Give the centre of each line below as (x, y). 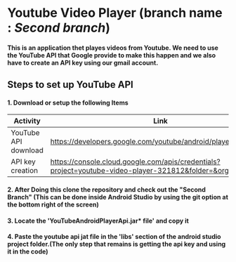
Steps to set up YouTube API (70, 85)
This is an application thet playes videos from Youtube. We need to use (113, 48)
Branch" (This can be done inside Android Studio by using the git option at (118, 197)
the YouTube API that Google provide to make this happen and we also (112, 55)
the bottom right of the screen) (53, 204)
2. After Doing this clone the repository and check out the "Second (106, 189)
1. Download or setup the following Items (68, 103)
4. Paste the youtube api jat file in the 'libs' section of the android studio (114, 237)
